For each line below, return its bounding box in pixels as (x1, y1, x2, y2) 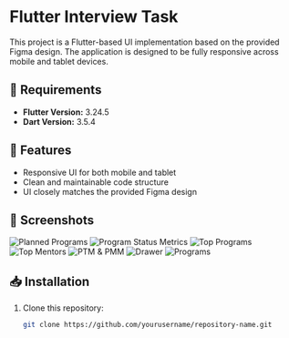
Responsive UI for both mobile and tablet (22, 167, 177, 178)
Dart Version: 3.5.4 (22, 116, 96, 127)
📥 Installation (9, 273, 90, 289)
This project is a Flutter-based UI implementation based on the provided (9, 36, 280, 47)
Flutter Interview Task (9, 6, 179, 27)
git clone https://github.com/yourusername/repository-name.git (22, 321, 273, 330)
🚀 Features (9, 143, 72, 159)
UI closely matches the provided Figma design (22, 186, 198, 197)
